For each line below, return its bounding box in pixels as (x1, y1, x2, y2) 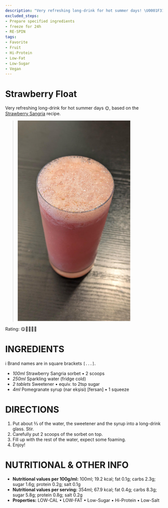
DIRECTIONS (5, 404, 59, 415)
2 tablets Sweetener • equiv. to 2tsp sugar (12, 381, 100, 387)
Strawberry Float (5, 88, 77, 100)
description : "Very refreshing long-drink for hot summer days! (5, 8, 142, 13)
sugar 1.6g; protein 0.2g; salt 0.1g (12, 481, 81, 487)
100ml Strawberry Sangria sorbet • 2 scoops (12, 371, 105, 377)
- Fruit (5, 45, 21, 50)
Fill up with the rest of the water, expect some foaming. (12, 436, 126, 443)
